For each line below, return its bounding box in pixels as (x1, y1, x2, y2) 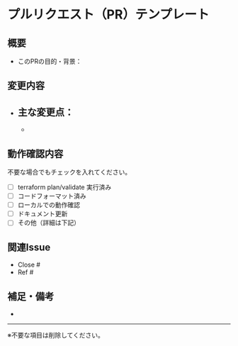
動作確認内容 (7, 147, 64, 160)
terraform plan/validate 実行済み (17, 183, 112, 191)
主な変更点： (17, 106, 74, 118)
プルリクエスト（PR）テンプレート (7, 6, 210, 23)
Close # (17, 260, 41, 269)
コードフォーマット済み (17, 192, 86, 201)
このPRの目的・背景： (17, 57, 82, 65)
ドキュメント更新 (17, 210, 68, 218)
